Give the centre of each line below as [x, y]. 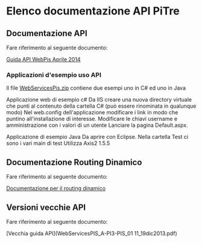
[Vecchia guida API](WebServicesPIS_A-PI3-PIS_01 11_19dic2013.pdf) [92, 233]
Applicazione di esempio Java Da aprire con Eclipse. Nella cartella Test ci [97, 137]
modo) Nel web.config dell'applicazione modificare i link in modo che [92, 112]
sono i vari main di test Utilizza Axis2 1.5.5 [58, 143]
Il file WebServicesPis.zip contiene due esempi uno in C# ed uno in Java [96, 88]
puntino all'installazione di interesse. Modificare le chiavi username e [92, 119]
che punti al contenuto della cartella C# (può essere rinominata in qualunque [101, 106]
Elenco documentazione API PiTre [93, 11]
